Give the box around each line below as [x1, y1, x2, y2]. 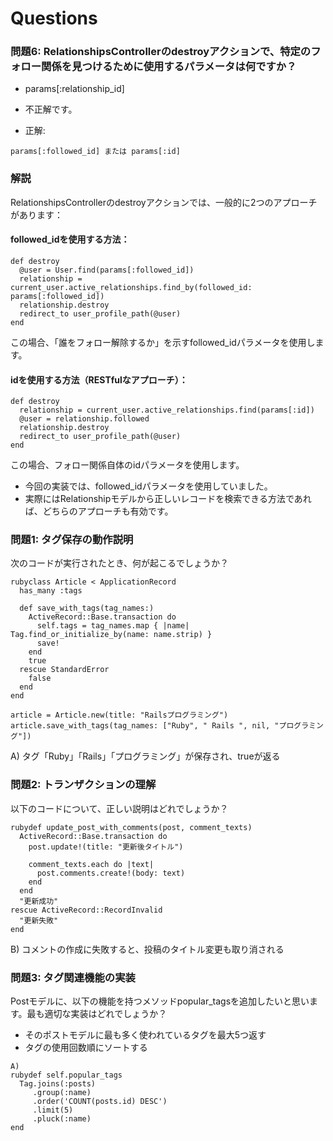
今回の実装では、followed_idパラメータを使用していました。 [24, 480, 273, 492]
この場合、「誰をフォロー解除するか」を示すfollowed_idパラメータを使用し [10, 336, 316, 348]
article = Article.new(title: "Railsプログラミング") [10, 710, 229, 721]
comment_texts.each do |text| [28, 859, 155, 869]
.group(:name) [32, 1088, 92, 1098]
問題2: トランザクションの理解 [10, 778, 157, 792]
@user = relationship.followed [19, 414, 150, 424]
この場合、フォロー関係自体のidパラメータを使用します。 [10, 459, 245, 471]
